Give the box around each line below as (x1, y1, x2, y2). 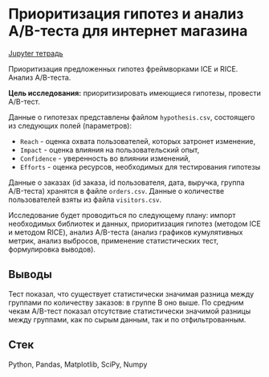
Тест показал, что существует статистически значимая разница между (8, 289, 255, 298)
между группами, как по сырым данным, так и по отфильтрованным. (8, 314, 247, 324)
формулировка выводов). (8, 244, 96, 254)
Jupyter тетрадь (8, 48, 63, 58)
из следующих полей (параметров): (8, 121, 132, 130)
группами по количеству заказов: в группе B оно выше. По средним (8, 297, 244, 307)
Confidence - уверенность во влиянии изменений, (19, 154, 191, 163)
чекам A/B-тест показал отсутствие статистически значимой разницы (8, 306, 251, 316)
